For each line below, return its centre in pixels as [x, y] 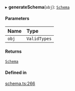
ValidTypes [39, 39]
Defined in [16, 72]
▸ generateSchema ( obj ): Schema [37, 7]
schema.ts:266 [20, 83]
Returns [13, 51]
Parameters [17, 18]
